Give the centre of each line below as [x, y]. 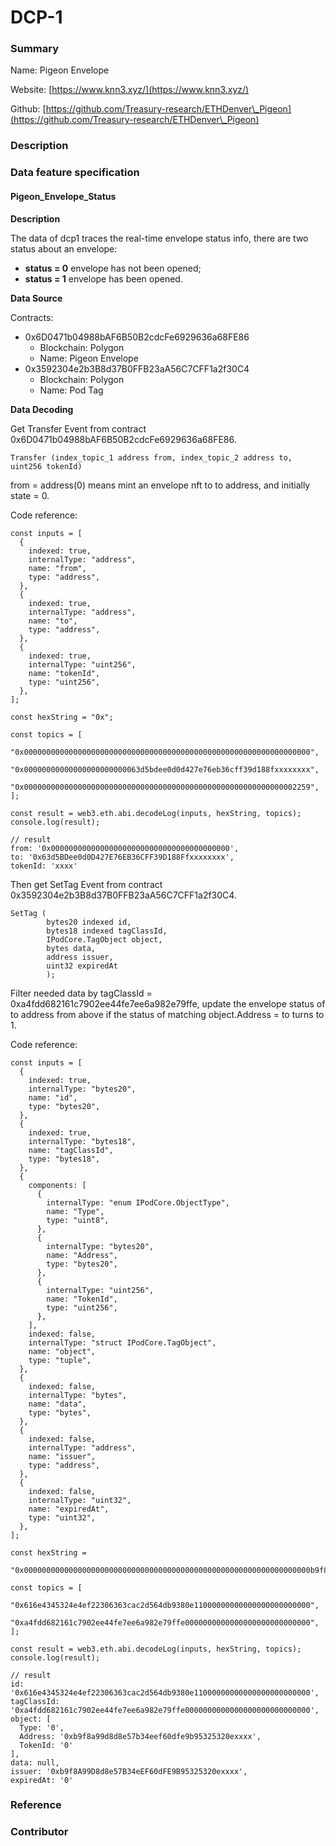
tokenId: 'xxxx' [44, 866]
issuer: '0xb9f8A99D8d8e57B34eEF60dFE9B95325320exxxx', [129, 1771]
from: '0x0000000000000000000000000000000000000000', [125, 848]
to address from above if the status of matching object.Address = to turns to [167, 1014]
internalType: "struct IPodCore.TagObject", [122, 1342]
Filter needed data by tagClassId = [81, 993]
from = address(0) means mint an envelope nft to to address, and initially [160, 485]
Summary [35, 49]
